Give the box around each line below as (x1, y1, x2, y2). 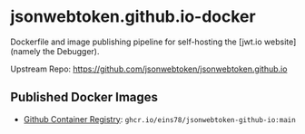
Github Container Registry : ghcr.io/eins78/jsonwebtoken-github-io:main (23, 113, 296, 124)
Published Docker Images (10, 90, 158, 105)
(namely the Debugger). (10, 45, 100, 56)
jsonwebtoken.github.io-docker (10, 6, 257, 27)
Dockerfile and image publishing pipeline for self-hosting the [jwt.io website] (10, 36, 297, 47)
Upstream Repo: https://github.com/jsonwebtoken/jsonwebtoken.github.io (10, 63, 288, 74)
